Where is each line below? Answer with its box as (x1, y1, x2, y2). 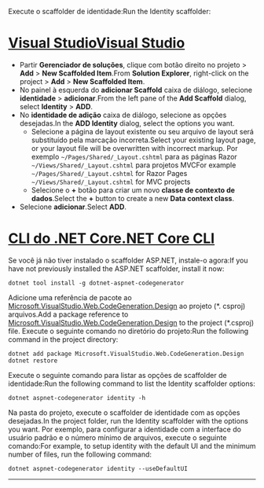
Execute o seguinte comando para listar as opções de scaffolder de (8, 370, 227, 380)
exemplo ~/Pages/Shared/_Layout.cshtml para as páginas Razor (31, 152, 237, 161)
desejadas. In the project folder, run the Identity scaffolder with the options (8, 416, 249, 425)
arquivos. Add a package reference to (8, 310, 129, 319)
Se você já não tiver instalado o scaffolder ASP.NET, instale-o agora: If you (8, 255, 249, 265)
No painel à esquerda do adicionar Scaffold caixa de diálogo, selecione (19, 85, 253, 94)
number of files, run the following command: (8, 449, 152, 459)
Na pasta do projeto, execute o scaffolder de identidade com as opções (8, 408, 240, 417)
